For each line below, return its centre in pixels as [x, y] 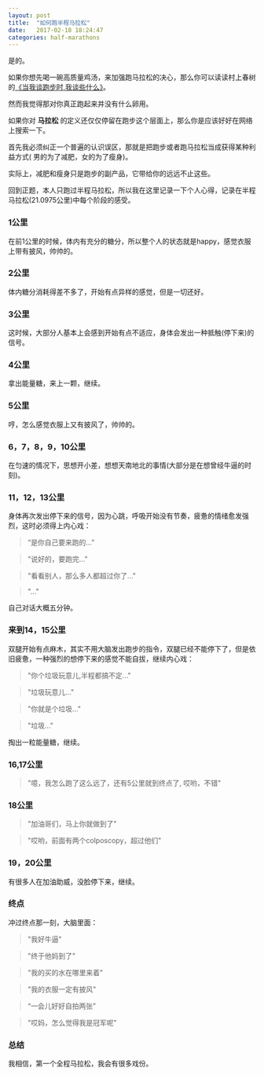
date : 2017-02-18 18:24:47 [56, 30]
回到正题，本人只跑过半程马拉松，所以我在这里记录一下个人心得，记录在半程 [132, 190]
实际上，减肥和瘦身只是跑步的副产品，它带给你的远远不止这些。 [111, 174]
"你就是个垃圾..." [54, 709]
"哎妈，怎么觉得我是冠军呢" [72, 1022]
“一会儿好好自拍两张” [62, 1006]
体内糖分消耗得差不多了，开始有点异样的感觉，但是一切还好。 [108, 292]
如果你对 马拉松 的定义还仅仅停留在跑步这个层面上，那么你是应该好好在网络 [130, 121]
